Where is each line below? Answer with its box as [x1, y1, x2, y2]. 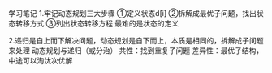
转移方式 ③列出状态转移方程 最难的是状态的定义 [15, 18, 179, 28]
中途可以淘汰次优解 [8, 56, 73, 65]
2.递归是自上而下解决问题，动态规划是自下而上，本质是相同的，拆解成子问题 [8, 36, 264, 45]
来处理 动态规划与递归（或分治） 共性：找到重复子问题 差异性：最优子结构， [8, 46, 264, 55]
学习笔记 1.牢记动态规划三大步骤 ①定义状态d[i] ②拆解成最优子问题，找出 [8, 9, 257, 18]
